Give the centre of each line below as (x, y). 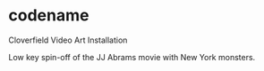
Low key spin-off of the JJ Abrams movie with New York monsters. (132, 57)
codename (49, 16)
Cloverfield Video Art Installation (68, 40)
